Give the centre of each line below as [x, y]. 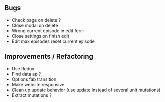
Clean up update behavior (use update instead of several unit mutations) [86, 90]
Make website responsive [38, 84]
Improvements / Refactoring [49, 57]
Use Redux [23, 68]
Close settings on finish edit [40, 36]
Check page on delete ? [36, 20]
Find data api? [26, 74]
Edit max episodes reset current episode [53, 41]
